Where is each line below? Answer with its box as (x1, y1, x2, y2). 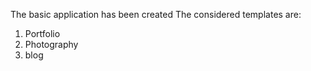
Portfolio (24, 28, 61, 39)
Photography (24, 39, 79, 50)
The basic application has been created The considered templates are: (10, 9, 302, 20)
